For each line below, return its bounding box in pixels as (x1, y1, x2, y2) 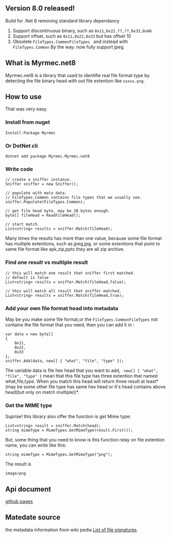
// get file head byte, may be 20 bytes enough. (5, 208, 110, 214)
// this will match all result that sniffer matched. (5, 288, 122, 293)
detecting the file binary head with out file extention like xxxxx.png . (5, 78, 145, 84)
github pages (5, 498, 33, 505)
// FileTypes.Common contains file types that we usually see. (5, 195, 142, 200)
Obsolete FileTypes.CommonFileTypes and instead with (12, 38, 128, 44)
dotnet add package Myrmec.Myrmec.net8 (5, 154, 90, 159)
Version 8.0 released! (5, 4, 75, 13)
